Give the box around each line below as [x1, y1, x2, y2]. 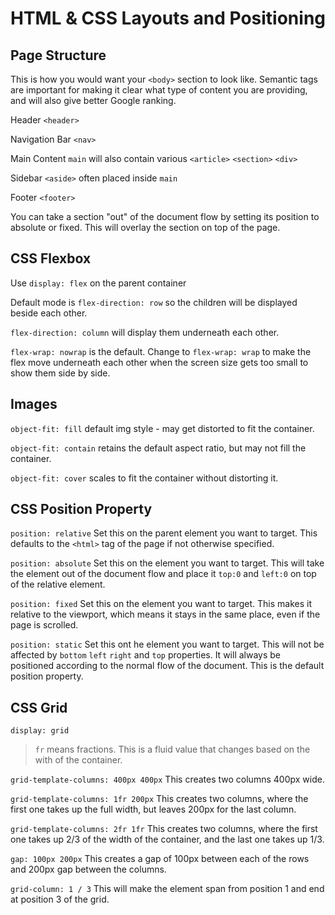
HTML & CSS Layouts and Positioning [10, 7, 327, 30]
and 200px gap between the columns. [10, 863, 167, 876]
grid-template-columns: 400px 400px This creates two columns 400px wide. [10, 773, 325, 786]
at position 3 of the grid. [10, 893, 110, 906]
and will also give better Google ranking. [10, 95, 177, 106]
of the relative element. [10, 578, 106, 591]
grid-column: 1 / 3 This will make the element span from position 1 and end [10, 883, 325, 895]
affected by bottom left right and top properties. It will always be [10, 649, 282, 661]
